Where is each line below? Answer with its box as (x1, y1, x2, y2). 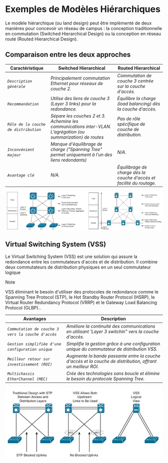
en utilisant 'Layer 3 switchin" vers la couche (66, 328, 159, 334)
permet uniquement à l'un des (50, 151, 112, 158)
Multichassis (7, 371, 34, 376)
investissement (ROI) (7, 361, 52, 367)
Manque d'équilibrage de (50, 141, 102, 147)
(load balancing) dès (117, 100, 160, 106)
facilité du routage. (117, 180, 156, 186)
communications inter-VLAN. (50, 123, 111, 129)
